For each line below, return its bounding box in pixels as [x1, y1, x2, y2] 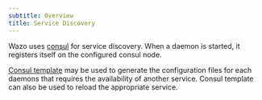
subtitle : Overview [8, 11, 74, 20]
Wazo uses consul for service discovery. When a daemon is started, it [8, 41, 240, 50]
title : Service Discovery [8, 19, 95, 27]
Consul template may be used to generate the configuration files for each [8, 65, 252, 74]
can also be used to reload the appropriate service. [8, 82, 179, 92]
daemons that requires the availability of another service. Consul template [8, 74, 254, 83]
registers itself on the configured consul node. [8, 50, 163, 59]
